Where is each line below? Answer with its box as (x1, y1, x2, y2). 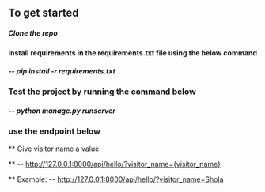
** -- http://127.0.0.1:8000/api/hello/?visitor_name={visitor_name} (8, 159, 221, 168)
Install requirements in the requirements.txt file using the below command (8, 48, 258, 58)
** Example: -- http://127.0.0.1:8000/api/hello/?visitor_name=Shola (8, 174, 224, 184)
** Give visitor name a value (8, 144, 100, 153)
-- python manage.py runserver (8, 106, 116, 115)
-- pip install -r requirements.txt (8, 66, 116, 76)
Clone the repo (8, 28, 58, 38)
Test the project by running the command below (8, 86, 196, 97)
